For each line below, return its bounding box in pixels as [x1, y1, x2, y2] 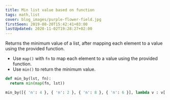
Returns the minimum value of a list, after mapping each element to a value [5, 40, 163, 46]
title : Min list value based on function [5, 7, 95, 13]
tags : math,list [5, 12, 40, 17]
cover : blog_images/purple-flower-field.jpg [5, 17, 102, 22]
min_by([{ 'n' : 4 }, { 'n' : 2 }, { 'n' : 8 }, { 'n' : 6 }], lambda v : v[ [5, 90, 166, 95]
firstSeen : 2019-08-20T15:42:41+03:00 [5, 21, 88, 27]
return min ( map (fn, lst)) [10, 81, 65, 86]
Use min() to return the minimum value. [12, 66, 96, 73]
